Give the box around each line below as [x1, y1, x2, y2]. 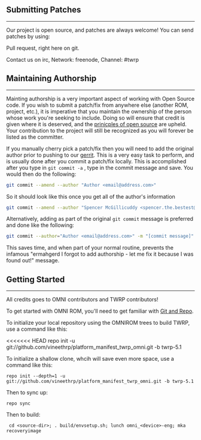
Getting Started [6, 274, 65, 285]
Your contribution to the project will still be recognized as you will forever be [6, 127, 194, 134]
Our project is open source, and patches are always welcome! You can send [6, 26, 194, 34]
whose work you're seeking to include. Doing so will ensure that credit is [6, 114, 185, 121]
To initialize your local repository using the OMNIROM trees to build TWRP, [6, 319, 190, 327]
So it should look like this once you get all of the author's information [6, 193, 175, 200]
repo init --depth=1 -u [6, 373, 66, 379]
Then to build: [6, 411, 41, 418]
